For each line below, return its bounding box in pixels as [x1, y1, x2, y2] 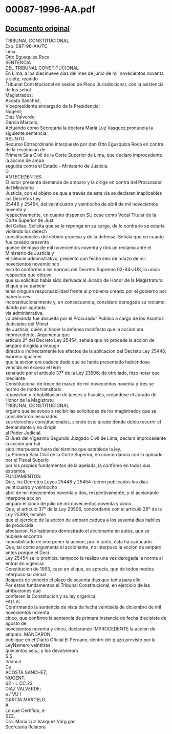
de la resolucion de [5, 147, 46, 152]
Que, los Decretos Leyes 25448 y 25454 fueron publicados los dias [5, 479, 148, 485]
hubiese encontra [5, 533, 42, 539]
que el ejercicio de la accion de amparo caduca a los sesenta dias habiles [5, 517, 161, 523]
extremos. [5, 468, 27, 474]
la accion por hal [5, 441, 40, 446]
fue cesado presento [5, 239, 50, 245]
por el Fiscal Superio [5, 457, 49, 463]
